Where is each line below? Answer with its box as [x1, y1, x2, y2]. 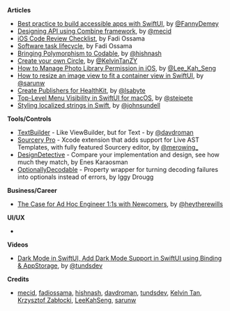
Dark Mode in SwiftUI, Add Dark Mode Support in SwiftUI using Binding [17, 254, 222, 262]
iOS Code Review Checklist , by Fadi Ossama [17, 34, 145, 43]
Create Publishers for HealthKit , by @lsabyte [17, 87, 146, 94]
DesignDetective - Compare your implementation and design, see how [17, 150, 220, 159]
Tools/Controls [7, 115, 52, 123]
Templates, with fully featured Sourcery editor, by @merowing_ [17, 143, 199, 151]
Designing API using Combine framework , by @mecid [17, 27, 172, 35]
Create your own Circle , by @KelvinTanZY [17, 57, 138, 65]
